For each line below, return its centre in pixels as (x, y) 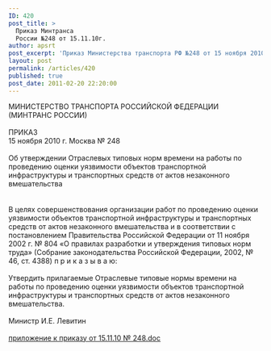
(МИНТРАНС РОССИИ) (48, 115)
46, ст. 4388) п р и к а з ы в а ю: (63, 261)
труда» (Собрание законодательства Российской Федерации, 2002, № (131, 252)
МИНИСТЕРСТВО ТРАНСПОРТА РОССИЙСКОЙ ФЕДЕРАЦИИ (114, 107)
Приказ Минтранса (45, 31)
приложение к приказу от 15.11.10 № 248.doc (85, 338)
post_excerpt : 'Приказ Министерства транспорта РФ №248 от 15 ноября (128, 53)
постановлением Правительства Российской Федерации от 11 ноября (129, 235)
